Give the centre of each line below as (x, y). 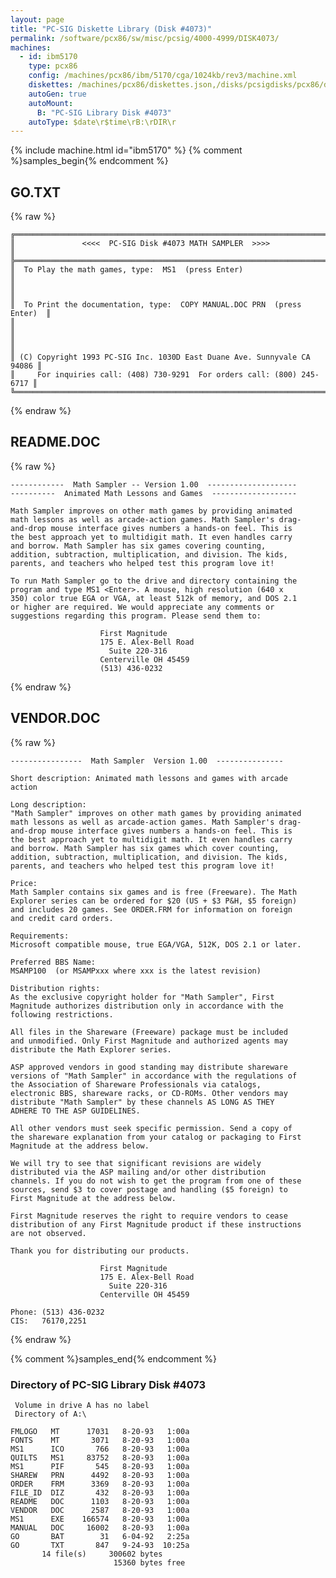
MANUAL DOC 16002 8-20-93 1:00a (100, 1527)
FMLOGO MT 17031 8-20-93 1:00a (100, 1431)
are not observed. (48, 1233)
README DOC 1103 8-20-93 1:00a (100, 1501)
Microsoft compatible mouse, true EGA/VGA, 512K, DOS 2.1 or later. (156, 944)
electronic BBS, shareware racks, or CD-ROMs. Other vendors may (149, 1093)
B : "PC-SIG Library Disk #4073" (104, 112)
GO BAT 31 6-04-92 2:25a (100, 1536)
